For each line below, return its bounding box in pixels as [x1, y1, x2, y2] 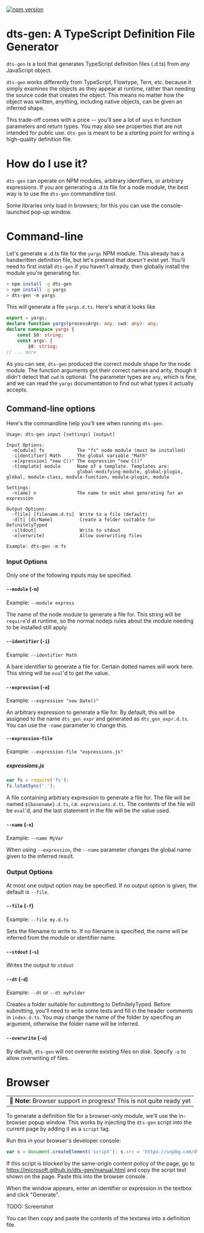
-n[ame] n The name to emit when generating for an [12, 490, 183, 496]
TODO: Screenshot [6, 1203, 53, 1210]
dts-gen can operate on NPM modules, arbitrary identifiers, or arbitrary [6, 177, 184, 184]
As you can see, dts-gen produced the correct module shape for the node [6, 360, 191, 367]
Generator [6, 40, 59, 54]
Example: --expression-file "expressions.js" [6, 748, 123, 755]
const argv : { [17, 337, 53, 344]
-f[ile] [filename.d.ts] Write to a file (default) [12, 512, 148, 518]
